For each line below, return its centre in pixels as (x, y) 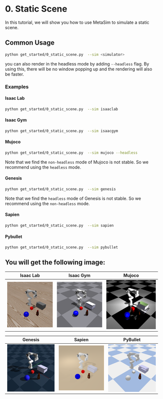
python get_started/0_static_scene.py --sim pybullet (62, 247)
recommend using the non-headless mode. (48, 203)
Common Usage (30, 43)
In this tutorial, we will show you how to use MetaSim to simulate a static (77, 22)
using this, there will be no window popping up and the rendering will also (79, 69)
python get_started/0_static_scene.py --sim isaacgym (62, 131)
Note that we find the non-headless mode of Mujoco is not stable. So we (77, 162)
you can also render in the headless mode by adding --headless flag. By (77, 64)
